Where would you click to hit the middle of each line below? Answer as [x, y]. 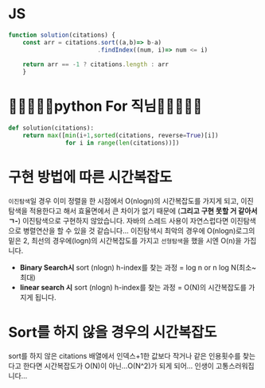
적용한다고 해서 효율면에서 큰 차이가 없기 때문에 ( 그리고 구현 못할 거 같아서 [143, 211]
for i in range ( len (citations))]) [122, 143]
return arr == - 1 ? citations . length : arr [96, 64]
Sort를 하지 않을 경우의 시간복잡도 [113, 332]
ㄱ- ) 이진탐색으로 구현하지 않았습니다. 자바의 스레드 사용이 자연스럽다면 [119, 220]
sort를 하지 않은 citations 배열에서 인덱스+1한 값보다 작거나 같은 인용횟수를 [125, 355]
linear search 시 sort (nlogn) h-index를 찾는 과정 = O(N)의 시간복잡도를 [133, 287]
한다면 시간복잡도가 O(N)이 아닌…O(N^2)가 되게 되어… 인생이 [119, 366]
